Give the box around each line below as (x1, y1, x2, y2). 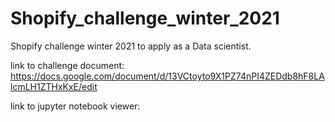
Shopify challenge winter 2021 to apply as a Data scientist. (10, 40, 252, 52)
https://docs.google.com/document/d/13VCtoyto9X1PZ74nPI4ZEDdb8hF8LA (10, 70, 325, 82)
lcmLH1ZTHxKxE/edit (10, 80, 98, 92)
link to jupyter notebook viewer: (10, 100, 141, 112)
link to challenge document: (10, 59, 125, 71)
